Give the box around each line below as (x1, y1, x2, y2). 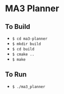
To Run (5, 70, 27, 79)
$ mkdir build (12, 42, 41, 47)
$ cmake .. (12, 52, 35, 57)
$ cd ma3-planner (12, 36, 48, 41)
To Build (5, 23, 30, 31)
